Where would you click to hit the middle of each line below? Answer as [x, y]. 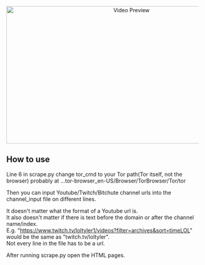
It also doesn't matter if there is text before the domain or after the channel [100, 217]
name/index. [22, 223]
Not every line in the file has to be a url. [56, 243]
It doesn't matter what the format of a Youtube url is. [72, 211]
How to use [28, 160]
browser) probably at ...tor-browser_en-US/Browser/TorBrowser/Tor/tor [96, 181]
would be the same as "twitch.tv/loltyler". [58, 237]
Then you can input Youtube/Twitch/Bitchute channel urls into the [89, 192]
